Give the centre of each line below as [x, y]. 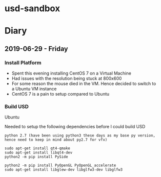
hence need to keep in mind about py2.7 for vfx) [56, 140]
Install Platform [23, 62]
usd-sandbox [32, 9]
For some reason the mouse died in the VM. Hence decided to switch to [84, 84]
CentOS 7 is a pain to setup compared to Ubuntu [60, 94]
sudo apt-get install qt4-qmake [37, 148]
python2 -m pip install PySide [36, 157]
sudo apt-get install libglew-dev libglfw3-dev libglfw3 [64, 170]
